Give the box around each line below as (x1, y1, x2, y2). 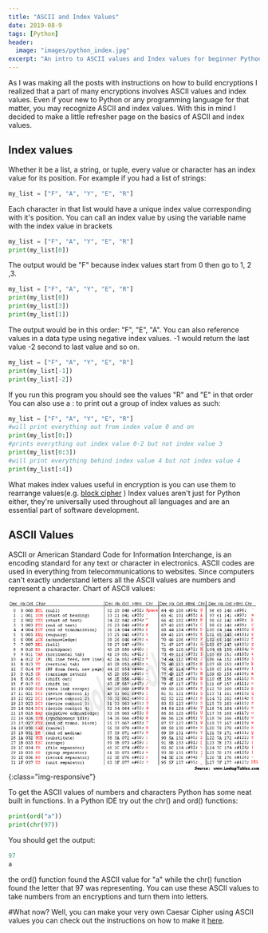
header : (8, 38, 34, 46)
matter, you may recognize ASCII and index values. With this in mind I (8, 104, 236, 113)
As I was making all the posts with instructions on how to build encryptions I (8, 78, 258, 87)
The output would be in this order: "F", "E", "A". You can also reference (8, 324, 239, 335)
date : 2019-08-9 (8, 21, 62, 30)
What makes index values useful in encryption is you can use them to (8, 479, 237, 489)
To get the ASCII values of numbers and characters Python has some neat (8, 788, 252, 797)
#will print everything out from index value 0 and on (8, 423, 195, 431)
